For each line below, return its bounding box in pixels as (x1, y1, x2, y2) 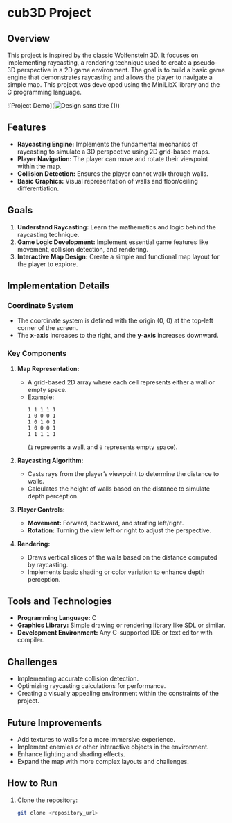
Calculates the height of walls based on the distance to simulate (27, 484, 211, 493)
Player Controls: (17, 505, 66, 514)
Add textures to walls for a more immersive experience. (17, 735, 175, 744)
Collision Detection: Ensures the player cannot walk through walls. (17, 169, 209, 178)
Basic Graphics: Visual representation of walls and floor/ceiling (17, 177, 199, 185)
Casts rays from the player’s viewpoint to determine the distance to (27, 469, 220, 478)
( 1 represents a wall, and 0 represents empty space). (27, 443, 178, 451)
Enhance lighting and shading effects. (17, 750, 125, 758)
